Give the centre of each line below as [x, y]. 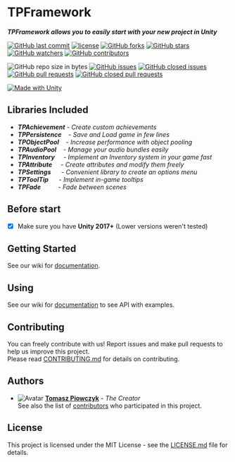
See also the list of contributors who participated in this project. [110, 406]
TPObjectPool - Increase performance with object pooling [105, 142]
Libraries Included [48, 110]
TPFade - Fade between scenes [72, 187]
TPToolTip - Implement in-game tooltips [81, 179]
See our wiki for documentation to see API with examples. [91, 305]
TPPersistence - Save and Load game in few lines [94, 134]
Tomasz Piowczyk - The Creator [93, 398]
